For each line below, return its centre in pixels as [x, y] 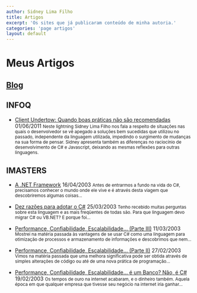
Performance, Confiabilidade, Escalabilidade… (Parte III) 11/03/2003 [98, 229]
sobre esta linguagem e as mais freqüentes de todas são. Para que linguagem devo [100, 212]
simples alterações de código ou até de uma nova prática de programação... [92, 262]
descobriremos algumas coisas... [48, 196]
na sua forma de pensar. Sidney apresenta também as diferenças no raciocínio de [98, 142]
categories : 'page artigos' [41, 28]
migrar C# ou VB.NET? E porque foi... [53, 218]
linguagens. [27, 152]
